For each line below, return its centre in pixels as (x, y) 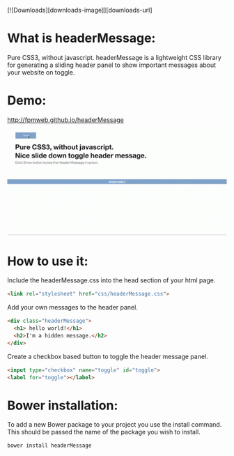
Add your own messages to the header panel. (72, 307)
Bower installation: (63, 405)
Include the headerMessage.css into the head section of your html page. (111, 280)
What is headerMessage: (81, 38)
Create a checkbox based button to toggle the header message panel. (108, 356)
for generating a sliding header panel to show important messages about (112, 65)
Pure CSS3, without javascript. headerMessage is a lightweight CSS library (114, 57)
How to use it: (48, 261)
